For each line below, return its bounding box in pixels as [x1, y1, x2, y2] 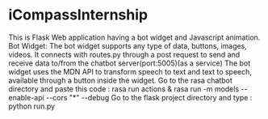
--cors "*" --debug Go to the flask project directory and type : [45, 92, 253, 102]
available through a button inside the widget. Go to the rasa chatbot [8, 75, 232, 85]
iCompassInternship [8, 6, 148, 24]
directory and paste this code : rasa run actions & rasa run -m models [8, 83, 240, 94]
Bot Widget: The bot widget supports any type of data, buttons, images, [8, 40, 248, 50]
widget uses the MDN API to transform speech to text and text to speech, [8, 66, 253, 76]
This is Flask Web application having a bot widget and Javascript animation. [8, 32, 261, 42]
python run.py [8, 101, 55, 111]
